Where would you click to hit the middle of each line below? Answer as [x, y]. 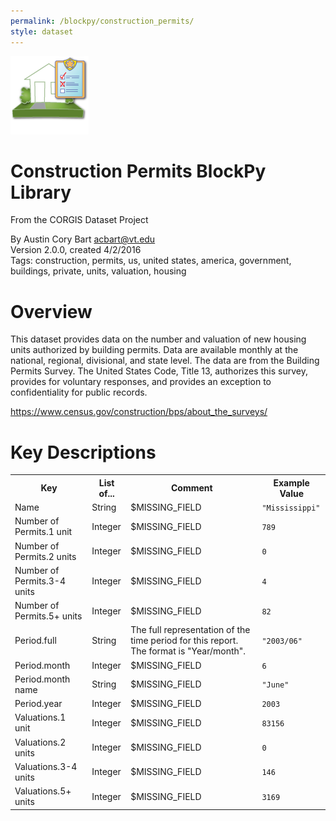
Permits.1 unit [43, 532]
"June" [275, 685]
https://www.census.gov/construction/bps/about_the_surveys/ [139, 412]
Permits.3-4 [40, 581]
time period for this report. [184, 641]
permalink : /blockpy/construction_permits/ [102, 21]
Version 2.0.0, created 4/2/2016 [76, 250]
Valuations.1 [40, 717]
